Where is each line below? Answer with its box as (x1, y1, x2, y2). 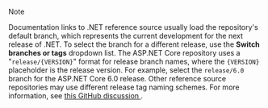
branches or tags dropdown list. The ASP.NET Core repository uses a (8, 48, 241, 57)
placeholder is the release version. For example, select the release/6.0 (8, 65, 245, 75)
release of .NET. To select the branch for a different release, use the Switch (8, 39, 260, 49)
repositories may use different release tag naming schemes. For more (8, 82, 240, 92)
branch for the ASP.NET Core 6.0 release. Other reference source (8, 74, 227, 83)
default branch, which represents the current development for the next (8, 31, 244, 40)
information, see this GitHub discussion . (8, 91, 144, 100)
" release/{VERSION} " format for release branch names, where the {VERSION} (8, 56, 260, 66)
